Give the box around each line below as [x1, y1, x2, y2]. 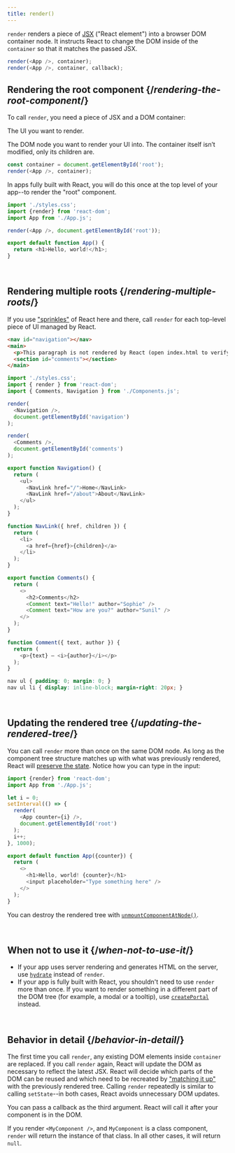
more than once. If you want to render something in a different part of [17, 985, 218, 993]
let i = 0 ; [7, 794, 39, 801]
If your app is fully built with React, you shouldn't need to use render [17, 977, 215, 986]
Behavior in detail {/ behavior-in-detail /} [7, 1033, 185, 1046]
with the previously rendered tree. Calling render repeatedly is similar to [7, 1082, 214, 1091]
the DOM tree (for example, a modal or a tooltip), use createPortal [17, 993, 209, 1001]
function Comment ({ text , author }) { [7, 639, 120, 646]
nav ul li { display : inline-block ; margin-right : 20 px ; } [7, 684, 183, 691]
